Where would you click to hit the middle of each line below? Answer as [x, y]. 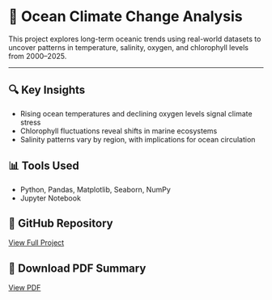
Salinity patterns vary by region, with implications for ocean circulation [138, 139]
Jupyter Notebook [50, 198]
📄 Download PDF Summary [77, 268]
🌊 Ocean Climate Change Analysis [125, 17]
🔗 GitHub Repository [61, 223]
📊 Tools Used [44, 166]
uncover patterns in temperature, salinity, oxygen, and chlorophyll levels [129, 47]
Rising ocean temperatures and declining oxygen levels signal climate [136, 113]
